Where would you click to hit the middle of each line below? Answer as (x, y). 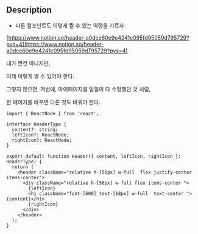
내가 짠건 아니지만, (28, 63)
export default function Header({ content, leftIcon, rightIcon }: (94, 156)
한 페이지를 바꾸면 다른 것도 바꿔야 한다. (53, 102)
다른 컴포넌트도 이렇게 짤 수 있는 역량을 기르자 (69, 25)
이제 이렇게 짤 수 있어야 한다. (41, 76)
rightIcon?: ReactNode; (42, 140)
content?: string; (35, 129)
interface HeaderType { (37, 124)
